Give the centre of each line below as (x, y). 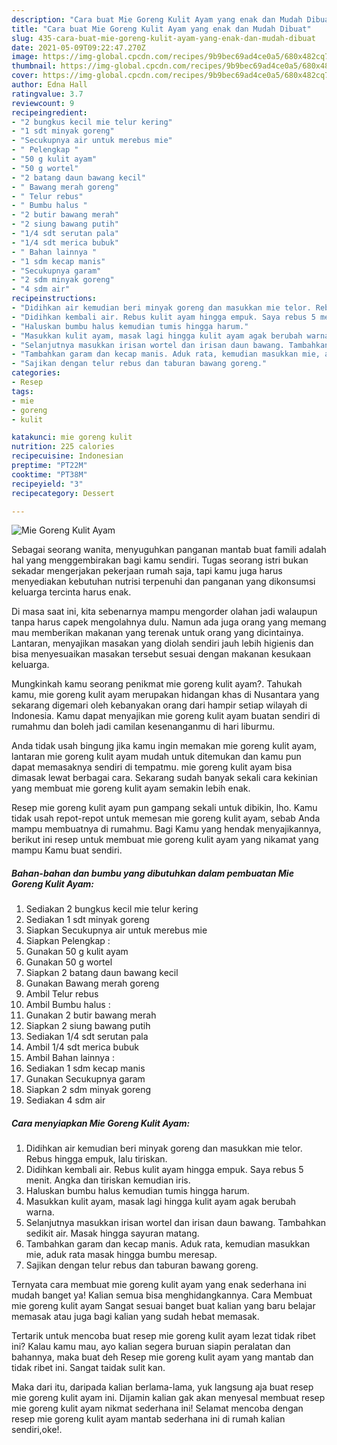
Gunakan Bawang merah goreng (92, 983)
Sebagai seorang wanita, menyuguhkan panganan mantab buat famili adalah (169, 550)
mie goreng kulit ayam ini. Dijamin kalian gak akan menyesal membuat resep (168, 1398)
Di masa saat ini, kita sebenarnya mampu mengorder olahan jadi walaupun (164, 612)
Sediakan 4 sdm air (65, 1100)
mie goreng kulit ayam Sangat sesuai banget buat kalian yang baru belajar (163, 1306)
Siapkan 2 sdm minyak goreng (88, 1090)
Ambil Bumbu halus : (68, 1005)
